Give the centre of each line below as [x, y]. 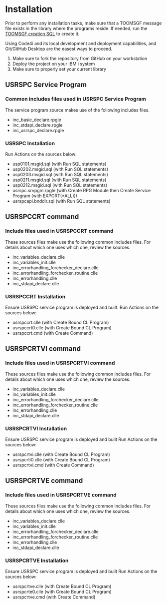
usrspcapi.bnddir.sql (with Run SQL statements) [61, 201]
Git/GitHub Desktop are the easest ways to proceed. [59, 49]
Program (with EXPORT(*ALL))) [45, 196]
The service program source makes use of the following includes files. [77, 110]
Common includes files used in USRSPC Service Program [76, 99]
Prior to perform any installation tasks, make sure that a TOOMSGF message [83, 23]
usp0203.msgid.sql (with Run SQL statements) [60, 174]
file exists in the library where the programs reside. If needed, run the [76, 28]
